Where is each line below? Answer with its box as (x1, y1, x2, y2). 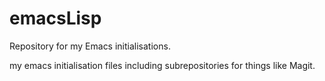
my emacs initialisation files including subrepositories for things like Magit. (9, 59, 316, 71)
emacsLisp (9, 7, 102, 30)
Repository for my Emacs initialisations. (9, 40, 171, 52)
